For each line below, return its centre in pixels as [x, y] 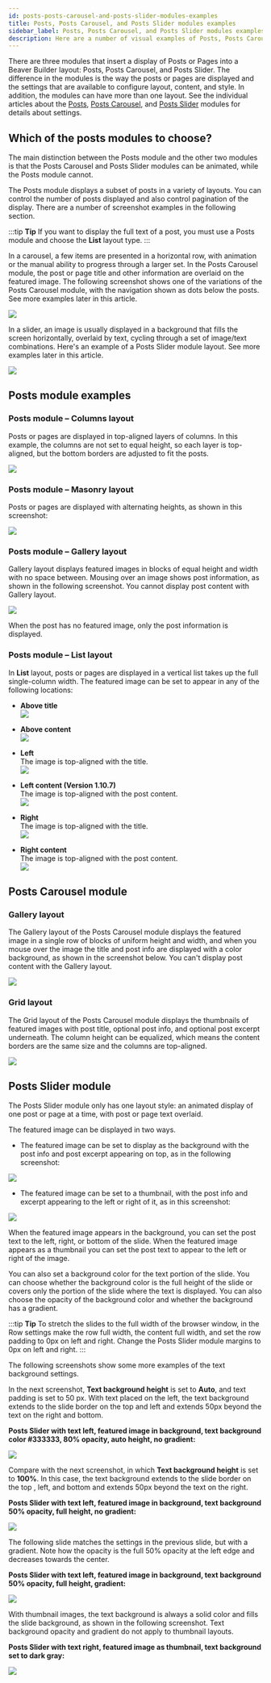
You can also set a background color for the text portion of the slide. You [129, 1274]
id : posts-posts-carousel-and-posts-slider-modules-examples [113, 16]
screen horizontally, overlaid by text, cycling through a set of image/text [128, 338]
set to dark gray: [37, 1656]
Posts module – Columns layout [71, 419]
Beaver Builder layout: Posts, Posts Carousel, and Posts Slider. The [119, 70]
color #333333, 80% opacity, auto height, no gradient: [102, 1439]
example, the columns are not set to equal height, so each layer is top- [125, 445]
